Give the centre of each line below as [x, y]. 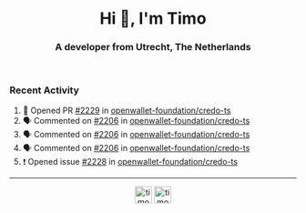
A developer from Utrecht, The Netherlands [153, 47]
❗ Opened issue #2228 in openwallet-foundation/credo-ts [130, 161]
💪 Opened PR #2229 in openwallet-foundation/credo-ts [127, 110]
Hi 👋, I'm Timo [153, 19]
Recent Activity [45, 90]
